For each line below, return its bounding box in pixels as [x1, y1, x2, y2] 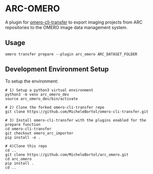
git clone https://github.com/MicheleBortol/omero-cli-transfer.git [5, 109, 149, 114]
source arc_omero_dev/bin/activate [5, 96, 78, 101]
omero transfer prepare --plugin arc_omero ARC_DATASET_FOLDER [5, 52, 138, 57]
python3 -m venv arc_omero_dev [5, 92, 69, 97]
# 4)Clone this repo [5, 144, 48, 148]
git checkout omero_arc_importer [5, 131, 74, 136]
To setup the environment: [5, 78, 59, 84]
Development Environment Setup [5, 65, 109, 74]
